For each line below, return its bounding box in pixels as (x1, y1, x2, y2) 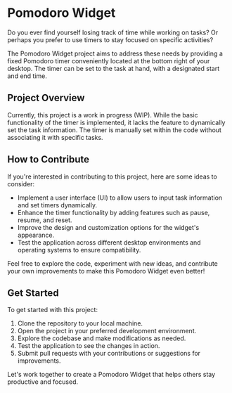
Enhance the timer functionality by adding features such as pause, (17, 208, 210, 217)
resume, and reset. (17, 216, 72, 224)
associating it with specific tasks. (7, 133, 103, 141)
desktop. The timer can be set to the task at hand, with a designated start (7, 64, 220, 72)
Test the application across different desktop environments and (17, 238, 202, 247)
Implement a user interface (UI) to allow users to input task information (17, 193, 223, 202)
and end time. (7, 72, 48, 80)
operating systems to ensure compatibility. (17, 245, 141, 254)
